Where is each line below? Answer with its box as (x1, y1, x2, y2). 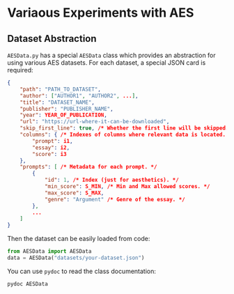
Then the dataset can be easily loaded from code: (7, 235, 150, 243)
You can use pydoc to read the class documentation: (7, 267, 157, 275)
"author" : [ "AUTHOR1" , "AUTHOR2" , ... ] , (19, 92, 139, 99)
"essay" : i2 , (32, 144, 70, 151)
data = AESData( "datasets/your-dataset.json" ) (7, 254, 145, 261)
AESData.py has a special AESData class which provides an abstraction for (7, 51, 216, 59)
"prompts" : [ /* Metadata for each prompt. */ (19, 164, 157, 171)
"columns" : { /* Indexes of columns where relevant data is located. (19, 131, 226, 138)
